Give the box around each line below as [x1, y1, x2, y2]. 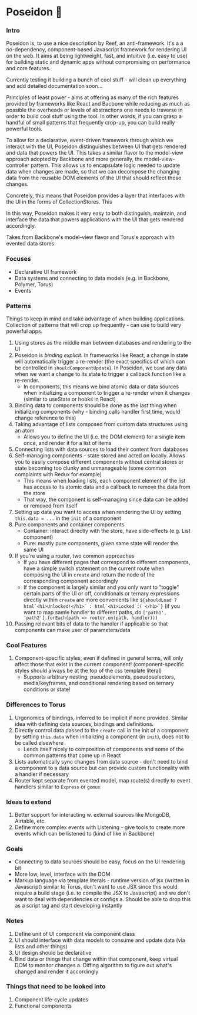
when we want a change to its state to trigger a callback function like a [14, 371, 186, 378]
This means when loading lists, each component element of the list [23, 477, 186, 484]
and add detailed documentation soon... [6, 83, 103, 90]
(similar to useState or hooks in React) [23, 395, 116, 403]
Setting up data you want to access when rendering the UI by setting [14, 509, 181, 516]
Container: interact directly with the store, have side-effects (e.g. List [23, 528, 191, 535]
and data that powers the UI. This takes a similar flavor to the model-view [6, 149, 183, 156]
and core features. [6, 65, 51, 72]
